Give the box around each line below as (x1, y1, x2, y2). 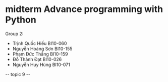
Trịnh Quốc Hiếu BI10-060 (12, 40, 67, 46)
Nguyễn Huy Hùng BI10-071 (12, 61, 71, 67)
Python (5, 14, 36, 25)
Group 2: (5, 30, 24, 36)
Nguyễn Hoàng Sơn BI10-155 (12, 45, 73, 51)
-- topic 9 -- (5, 71, 31, 77)
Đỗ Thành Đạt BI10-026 (12, 56, 62, 62)
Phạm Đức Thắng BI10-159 (12, 51, 68, 57)
